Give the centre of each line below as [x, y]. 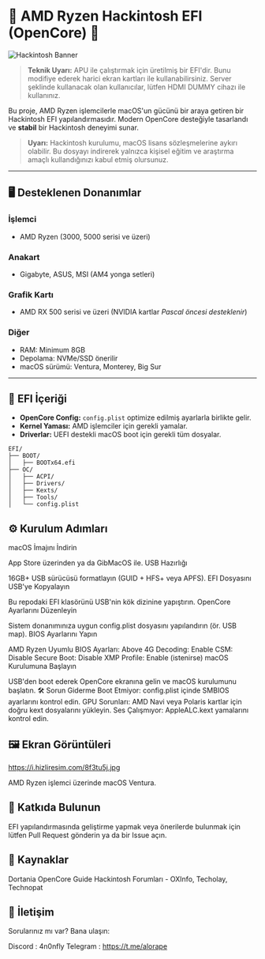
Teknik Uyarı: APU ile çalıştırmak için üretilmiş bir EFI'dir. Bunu [129, 70]
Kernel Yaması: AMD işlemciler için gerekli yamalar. [103, 426]
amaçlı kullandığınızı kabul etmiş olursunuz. [98, 159]
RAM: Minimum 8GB [52, 349]
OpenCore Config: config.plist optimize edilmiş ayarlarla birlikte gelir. [135, 417]
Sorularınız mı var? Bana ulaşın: [59, 931]
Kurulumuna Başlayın [43, 666]
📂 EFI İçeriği [37, 398]
